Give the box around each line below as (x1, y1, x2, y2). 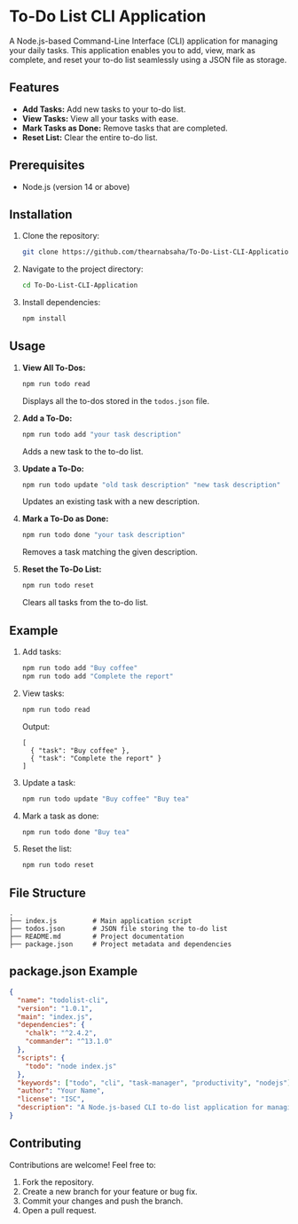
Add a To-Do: (21, 413, 73, 423)
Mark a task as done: (21, 810, 99, 821)
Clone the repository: (21, 231, 100, 241)
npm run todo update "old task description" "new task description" (21, 480, 281, 489)
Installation (9, 207, 73, 222)
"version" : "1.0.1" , (17, 1004, 93, 1013)
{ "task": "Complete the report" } (30, 754, 162, 762)
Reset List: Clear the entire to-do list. (21, 131, 158, 143)
